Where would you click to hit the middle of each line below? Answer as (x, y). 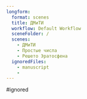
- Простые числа (37, 51)
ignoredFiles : (29, 61)
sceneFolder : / (30, 34)
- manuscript (33, 67)
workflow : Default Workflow (46, 28)
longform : (18, 12)
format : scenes (30, 17)
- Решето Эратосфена (42, 56)
